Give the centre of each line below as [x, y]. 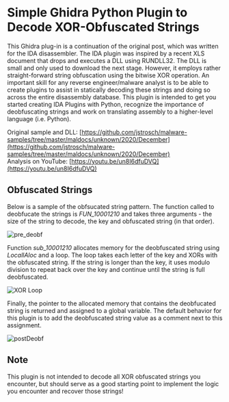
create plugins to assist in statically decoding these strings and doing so [109, 90]
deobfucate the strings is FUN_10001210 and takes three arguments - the [110, 214]
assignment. [25, 325]
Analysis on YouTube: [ [39, 161]
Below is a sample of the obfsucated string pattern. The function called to [111, 206]
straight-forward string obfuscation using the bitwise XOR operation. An [108, 75]
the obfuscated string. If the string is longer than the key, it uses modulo [109, 262]
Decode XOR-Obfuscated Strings [103, 27]
